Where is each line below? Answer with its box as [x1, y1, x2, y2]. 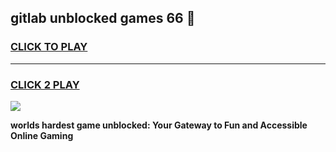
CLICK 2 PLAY [10, 77, 80, 91]
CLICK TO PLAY [10, 40, 88, 54]
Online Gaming [10, 129, 74, 141]
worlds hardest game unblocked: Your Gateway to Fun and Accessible [10, 119, 308, 131]
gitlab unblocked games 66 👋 [10, 10, 196, 27]
